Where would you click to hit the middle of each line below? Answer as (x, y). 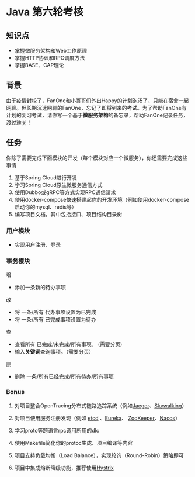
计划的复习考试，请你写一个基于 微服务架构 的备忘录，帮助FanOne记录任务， (97, 115)
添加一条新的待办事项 (40, 288)
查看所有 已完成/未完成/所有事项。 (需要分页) (68, 344)
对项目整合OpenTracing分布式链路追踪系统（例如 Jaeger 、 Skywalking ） (101, 405)
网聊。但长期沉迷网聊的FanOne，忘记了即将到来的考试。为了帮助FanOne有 (96, 108)
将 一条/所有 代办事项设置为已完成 (55, 312)
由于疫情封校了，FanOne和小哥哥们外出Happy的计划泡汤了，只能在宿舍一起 (97, 101)
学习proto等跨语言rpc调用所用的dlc (57, 430)
